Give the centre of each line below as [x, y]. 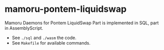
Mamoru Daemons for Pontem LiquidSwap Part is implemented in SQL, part [82, 23]
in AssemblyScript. [24, 28]
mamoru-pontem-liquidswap [66, 9]
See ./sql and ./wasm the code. [44, 38]
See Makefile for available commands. [51, 43]
